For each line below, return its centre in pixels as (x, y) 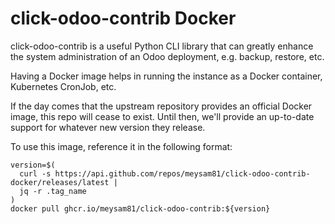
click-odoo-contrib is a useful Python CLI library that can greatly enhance (162, 46)
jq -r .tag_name (53, 191)
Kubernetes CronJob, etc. (63, 86)
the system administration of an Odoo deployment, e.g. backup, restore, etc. (167, 56)
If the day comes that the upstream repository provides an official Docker (161, 106)
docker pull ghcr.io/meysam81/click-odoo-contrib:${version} (140, 208)
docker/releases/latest (60, 182)
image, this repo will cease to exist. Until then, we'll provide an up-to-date (162, 116)
